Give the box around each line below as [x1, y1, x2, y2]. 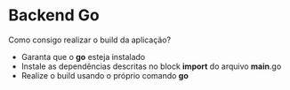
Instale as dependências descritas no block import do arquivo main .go [20, 61, 282, 71]
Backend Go [8, 5, 100, 26]
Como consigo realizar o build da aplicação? [8, 34, 171, 45]
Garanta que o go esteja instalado [20, 51, 146, 62]
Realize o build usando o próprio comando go [20, 70, 189, 80]
